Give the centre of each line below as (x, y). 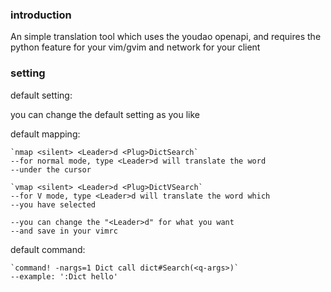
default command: (48, 249)
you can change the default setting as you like (105, 114)
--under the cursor (51, 169)
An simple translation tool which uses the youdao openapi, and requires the (166, 37)
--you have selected (53, 204)
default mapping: (45, 134)
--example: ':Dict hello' (64, 276)
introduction (41, 15)
